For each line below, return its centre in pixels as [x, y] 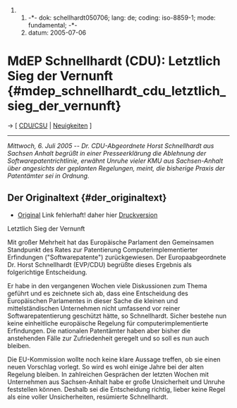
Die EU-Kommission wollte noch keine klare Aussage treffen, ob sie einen [114, 359]
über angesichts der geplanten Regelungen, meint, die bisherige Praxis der [116, 168]
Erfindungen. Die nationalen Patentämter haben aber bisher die [99, 330]
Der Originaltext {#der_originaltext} [87, 198]
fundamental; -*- [53, 25]
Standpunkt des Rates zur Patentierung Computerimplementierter [103, 249]
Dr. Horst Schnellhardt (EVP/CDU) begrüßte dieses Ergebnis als [99, 264]
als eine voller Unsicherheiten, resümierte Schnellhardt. [88, 397]
